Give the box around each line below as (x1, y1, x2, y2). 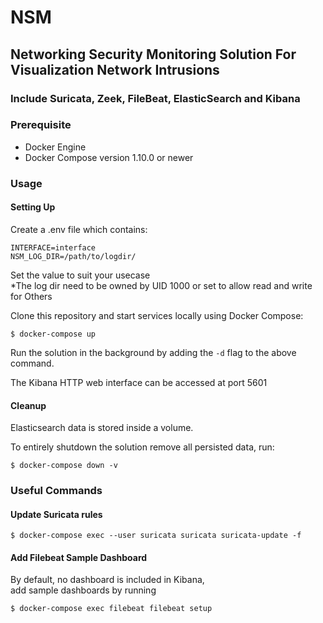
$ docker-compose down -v (10, 461, 118, 471)
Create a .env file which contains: (10, 223, 148, 235)
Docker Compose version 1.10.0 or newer (24, 151, 194, 163)
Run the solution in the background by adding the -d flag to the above (10, 346, 297, 358)
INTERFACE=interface (10, 242, 97, 253)
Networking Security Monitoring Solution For (10, 46, 297, 63)
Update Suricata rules (10, 508, 103, 520)
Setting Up (10, 201, 56, 213)
